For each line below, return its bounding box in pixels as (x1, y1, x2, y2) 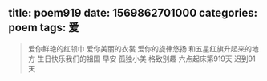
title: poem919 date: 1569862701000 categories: (8, 6, 258, 20)
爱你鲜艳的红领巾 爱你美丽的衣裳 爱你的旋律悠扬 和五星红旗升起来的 (27, 43, 253, 53)
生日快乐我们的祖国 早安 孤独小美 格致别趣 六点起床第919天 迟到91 (37, 54, 256, 63)
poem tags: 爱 (8, 21, 79, 34)
